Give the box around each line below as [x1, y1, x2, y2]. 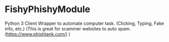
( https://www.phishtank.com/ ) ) [5, 31, 71, 37]
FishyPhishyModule [5, 4, 90, 15]
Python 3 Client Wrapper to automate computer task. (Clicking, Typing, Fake [5, 20, 164, 26]
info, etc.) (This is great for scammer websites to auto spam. [5, 25, 131, 31]
